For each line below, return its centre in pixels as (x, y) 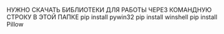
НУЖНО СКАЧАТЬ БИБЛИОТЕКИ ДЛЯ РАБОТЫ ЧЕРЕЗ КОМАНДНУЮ (109, 10)
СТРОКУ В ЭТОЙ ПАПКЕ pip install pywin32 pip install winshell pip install (112, 17)
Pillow (15, 24)
